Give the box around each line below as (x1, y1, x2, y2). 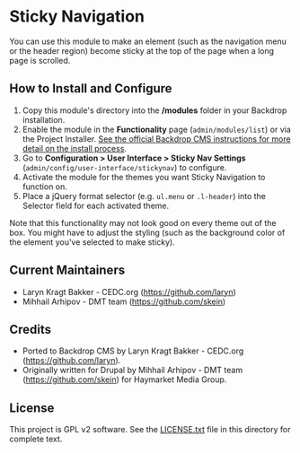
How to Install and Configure (9, 81, 172, 96)
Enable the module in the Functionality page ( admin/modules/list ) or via (22, 124, 292, 135)
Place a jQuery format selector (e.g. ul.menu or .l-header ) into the (22, 190, 267, 201)
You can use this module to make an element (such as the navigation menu (9, 36, 287, 47)
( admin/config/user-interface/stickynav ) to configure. (22, 161, 227, 172)
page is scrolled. (9, 55, 71, 65)
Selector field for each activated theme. (22, 200, 170, 211)
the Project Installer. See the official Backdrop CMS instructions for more (22, 133, 291, 144)
